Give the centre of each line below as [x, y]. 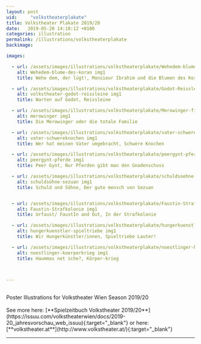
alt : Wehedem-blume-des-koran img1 [61, 72]
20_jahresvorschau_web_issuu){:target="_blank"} [67, 323]
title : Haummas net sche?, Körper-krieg [68, 258]
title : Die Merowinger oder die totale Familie [77, 121]
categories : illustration [38, 34]
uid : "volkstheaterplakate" [46, 17]
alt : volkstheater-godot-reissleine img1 [69, 94]
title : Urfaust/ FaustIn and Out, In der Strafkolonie [87, 215]
